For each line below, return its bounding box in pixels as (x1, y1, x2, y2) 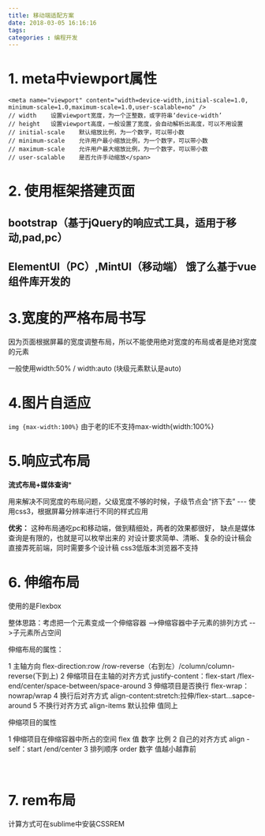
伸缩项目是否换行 (153, 681, 210, 690)
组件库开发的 (8, 275, 71, 289)
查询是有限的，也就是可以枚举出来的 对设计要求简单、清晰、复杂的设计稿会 (8, 533, 252, 543)
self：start (8, 744, 43, 753)
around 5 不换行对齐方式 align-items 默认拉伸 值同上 (8, 700, 178, 710)
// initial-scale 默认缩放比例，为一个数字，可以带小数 (8, 129, 185, 136)
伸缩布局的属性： (8, 644, 64, 654)
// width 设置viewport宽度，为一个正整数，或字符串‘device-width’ (8, 112, 222, 120)
